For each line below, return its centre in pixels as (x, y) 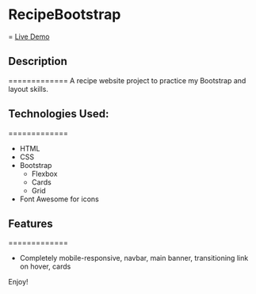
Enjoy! (19, 282)
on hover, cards (45, 266)
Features (31, 223)
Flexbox (44, 174)
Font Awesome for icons (59, 199)
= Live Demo (29, 36)
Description (38, 61)
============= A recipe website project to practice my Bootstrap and (127, 80)
